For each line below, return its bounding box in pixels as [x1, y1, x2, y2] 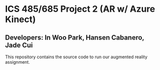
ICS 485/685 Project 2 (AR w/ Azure [5, 3, 155, 15]
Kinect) [5, 14, 36, 25]
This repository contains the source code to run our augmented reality [5, 54, 148, 60]
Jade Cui [5, 41, 33, 49]
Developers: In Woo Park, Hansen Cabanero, [5, 33, 144, 42]
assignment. [5, 59, 31, 65]
